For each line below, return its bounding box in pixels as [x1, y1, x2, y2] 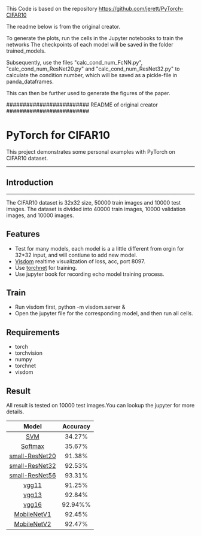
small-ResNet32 [9, 462, 56, 470]
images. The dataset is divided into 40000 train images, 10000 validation [6, 205, 186, 212]
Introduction [6, 178, 54, 188]
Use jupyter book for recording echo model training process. [14, 270, 165, 278]
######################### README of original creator [6, 101, 159, 108]
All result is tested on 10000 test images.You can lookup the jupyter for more [6, 402, 195, 409]
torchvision [14, 349, 43, 357]
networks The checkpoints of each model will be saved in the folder [6, 41, 173, 48]
